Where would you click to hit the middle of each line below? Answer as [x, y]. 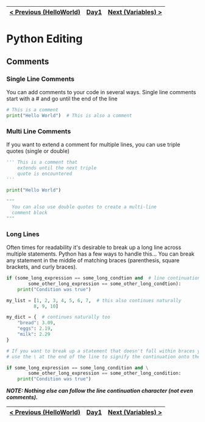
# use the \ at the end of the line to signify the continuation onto [98, 357]
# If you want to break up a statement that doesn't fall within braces [101, 351]
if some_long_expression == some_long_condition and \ [77, 368]
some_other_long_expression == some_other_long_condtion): [105, 284]
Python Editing [45, 39]
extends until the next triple [57, 168]
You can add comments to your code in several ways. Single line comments [101, 92]
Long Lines [23, 234]
